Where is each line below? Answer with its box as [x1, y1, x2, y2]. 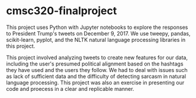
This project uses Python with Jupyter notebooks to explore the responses [6, 24, 188, 31]
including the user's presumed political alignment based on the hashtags [6, 60, 184, 67]
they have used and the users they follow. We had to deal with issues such [6, 66, 188, 73]
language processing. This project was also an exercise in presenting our [6, 79, 185, 86]
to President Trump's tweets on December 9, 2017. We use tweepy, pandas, [6, 30, 191, 37]
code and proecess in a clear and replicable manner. [6, 85, 134, 92]
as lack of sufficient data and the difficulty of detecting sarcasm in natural [6, 73, 187, 80]
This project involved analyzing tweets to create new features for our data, [6, 54, 188, 61]
